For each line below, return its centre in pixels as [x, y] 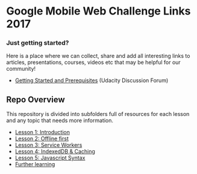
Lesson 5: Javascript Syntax [50, 158]
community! [21, 69]
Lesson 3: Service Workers [48, 145]
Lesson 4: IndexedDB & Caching [55, 152]
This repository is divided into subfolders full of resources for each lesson [98, 114]
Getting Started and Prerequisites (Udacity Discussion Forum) [92, 80]
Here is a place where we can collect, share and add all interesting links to [98, 56]
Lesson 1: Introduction [42, 132]
